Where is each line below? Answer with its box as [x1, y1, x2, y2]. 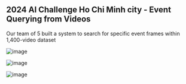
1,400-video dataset [6, 36, 56, 43]
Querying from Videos [6, 14, 91, 24]
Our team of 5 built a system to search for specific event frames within [6, 30, 181, 37]
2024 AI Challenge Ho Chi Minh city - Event [6, 5, 172, 15]
